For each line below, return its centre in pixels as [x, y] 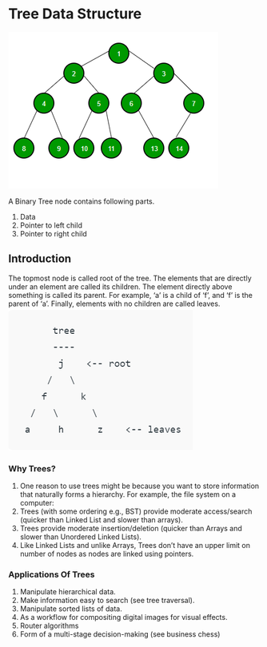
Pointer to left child [51, 225]
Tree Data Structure [75, 14]
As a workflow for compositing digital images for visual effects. [124, 617]
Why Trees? [32, 468]
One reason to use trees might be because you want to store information [139, 486]
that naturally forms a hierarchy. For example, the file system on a [128, 494]
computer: [37, 503]
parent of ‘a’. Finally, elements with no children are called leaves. [114, 304]
